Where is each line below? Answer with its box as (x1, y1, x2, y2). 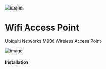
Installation (5, 59, 28, 65)
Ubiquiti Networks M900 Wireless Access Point (5, 38, 101, 44)
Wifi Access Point (5, 22, 79, 33)
